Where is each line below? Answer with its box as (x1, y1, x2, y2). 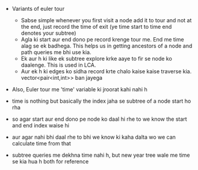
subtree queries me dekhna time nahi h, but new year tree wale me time (11, 151, 191, 159)
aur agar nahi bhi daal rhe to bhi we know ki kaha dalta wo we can (11, 133, 176, 141)
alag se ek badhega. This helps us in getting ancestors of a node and (20, 42, 193, 49)
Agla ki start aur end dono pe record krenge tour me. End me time (20, 36, 185, 43)
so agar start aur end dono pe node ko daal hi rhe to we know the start (11, 115, 188, 123)
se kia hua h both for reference (11, 158, 89, 165)
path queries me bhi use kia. (20, 49, 91, 56)
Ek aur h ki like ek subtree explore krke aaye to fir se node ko (20, 55, 173, 62)
